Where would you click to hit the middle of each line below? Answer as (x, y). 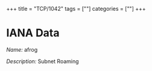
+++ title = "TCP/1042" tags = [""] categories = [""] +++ (76, 9)
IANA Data (33, 33)
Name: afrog (22, 49)
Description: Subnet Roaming (43, 61)
